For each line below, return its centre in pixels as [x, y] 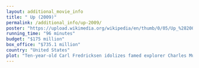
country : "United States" [38, 50]
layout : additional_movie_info [45, 12]
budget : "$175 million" [36, 39]
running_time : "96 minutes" [41, 34]
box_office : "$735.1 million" [44, 45]
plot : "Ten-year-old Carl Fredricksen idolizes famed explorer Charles [96, 56]
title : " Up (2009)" [32, 17]
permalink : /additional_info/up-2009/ [54, 22]
